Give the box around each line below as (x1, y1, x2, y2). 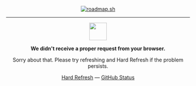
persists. (87, 63, 109, 70)
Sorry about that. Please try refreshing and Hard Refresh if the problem (12, 56, 184, 63)
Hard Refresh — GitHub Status (61, 74, 135, 81)
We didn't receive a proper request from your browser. (30, 45, 166, 52)
